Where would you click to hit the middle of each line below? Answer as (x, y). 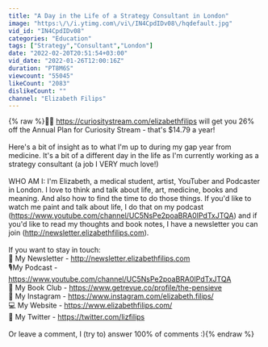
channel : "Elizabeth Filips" (57, 98)
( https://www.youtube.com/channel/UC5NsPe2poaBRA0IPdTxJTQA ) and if (133, 215)
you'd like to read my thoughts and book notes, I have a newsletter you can (133, 224)
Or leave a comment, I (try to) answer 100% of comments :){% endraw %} (131, 334)
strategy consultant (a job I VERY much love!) (84, 164)
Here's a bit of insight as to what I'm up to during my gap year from (120, 147)
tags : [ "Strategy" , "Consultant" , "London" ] (81, 46)
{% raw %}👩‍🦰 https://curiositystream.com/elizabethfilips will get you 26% (132, 121)
